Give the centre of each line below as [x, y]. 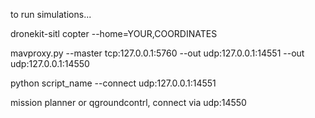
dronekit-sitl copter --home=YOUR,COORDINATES [114, 33]
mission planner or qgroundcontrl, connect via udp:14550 [128, 102]
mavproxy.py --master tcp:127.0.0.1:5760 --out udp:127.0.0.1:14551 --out [157, 53]
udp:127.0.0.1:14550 [50, 63]
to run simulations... [51, 14]
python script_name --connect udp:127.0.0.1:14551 [113, 83]
